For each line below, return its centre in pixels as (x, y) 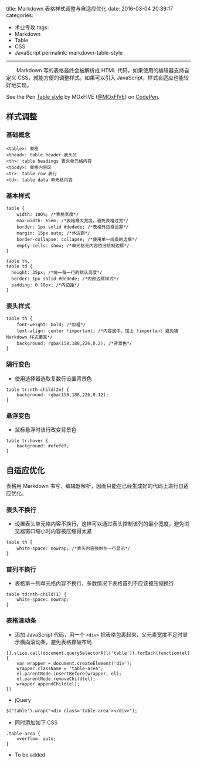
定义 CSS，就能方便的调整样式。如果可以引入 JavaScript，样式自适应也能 (95, 78)
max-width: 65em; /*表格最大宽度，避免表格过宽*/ (73, 220)
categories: (20, 15)
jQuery (23, 700)
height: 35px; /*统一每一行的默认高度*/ (57, 272)
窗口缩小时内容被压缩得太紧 (58, 531)
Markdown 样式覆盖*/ (29, 337)
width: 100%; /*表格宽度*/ (48, 214)
